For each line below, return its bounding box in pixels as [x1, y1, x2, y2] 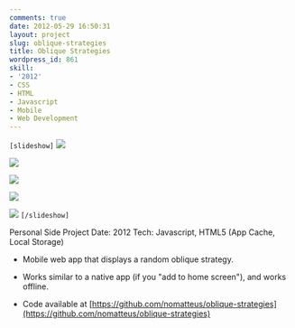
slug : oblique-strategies [9, 38, 106, 48]
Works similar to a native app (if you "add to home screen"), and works [22, 272, 287, 283]
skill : [9, 64, 34, 73]
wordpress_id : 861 [9, 55, 78, 64]
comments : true [9, 13, 67, 23]
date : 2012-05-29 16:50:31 [9, 22, 111, 31]
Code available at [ [22, 299, 93, 310]
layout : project [9, 30, 70, 39]
